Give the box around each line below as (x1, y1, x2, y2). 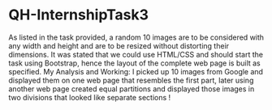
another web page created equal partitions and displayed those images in (8, 83, 255, 94)
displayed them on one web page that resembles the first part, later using (8, 75, 254, 85)
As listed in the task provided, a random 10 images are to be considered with (8, 32, 265, 42)
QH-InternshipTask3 (8, 6, 149, 24)
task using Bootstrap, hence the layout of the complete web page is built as (8, 58, 261, 68)
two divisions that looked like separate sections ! (8, 92, 171, 102)
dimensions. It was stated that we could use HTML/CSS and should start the (8, 49, 264, 59)
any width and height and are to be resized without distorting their (8, 40, 230, 50)
